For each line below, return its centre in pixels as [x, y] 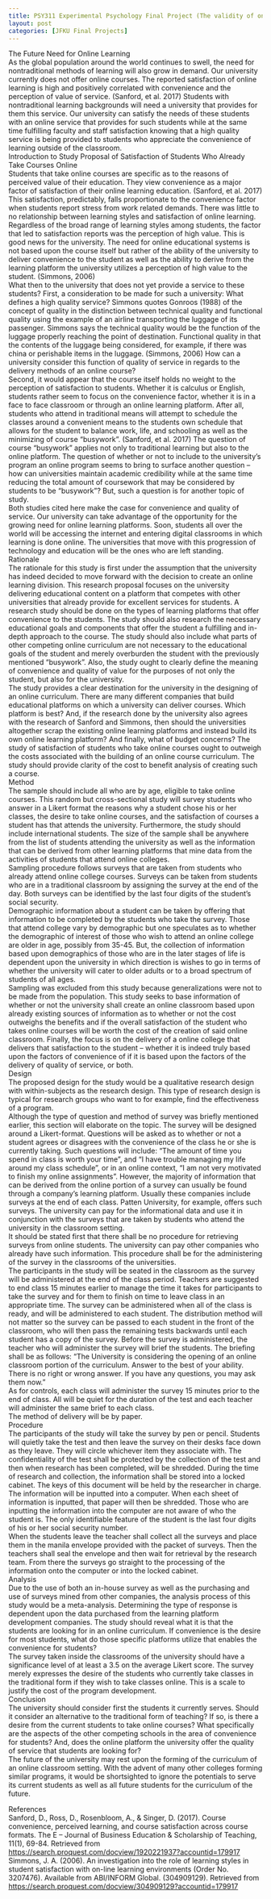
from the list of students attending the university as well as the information [132, 842]
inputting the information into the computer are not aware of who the [122, 1511]
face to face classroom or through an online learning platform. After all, [126, 405]
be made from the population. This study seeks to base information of [124, 996]
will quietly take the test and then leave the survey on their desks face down [135, 1442]
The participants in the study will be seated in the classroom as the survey [132, 1271]
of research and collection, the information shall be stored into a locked [127, 1476]
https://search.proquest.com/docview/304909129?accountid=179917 [123, 1886]
